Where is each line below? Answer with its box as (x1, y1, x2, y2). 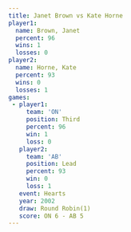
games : (8, 93, 30, 101)
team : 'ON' (26, 108, 62, 116)
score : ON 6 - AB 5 (18, 212, 84, 220)
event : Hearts (18, 189, 66, 198)
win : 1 (26, 130, 48, 138)
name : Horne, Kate (15, 64, 77, 72)
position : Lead (26, 160, 77, 168)
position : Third (26, 116, 81, 124)
